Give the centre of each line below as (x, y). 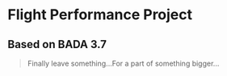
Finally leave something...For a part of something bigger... (123, 63)
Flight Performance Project (100, 15)
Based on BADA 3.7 (57, 44)
